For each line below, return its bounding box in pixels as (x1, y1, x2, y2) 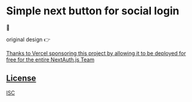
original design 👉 (6, 36, 51, 43)
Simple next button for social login (6, 4, 179, 18)
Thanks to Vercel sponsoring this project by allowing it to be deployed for (6, 50, 186, 57)
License (6, 73, 36, 84)
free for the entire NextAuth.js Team (6, 55, 95, 63)
